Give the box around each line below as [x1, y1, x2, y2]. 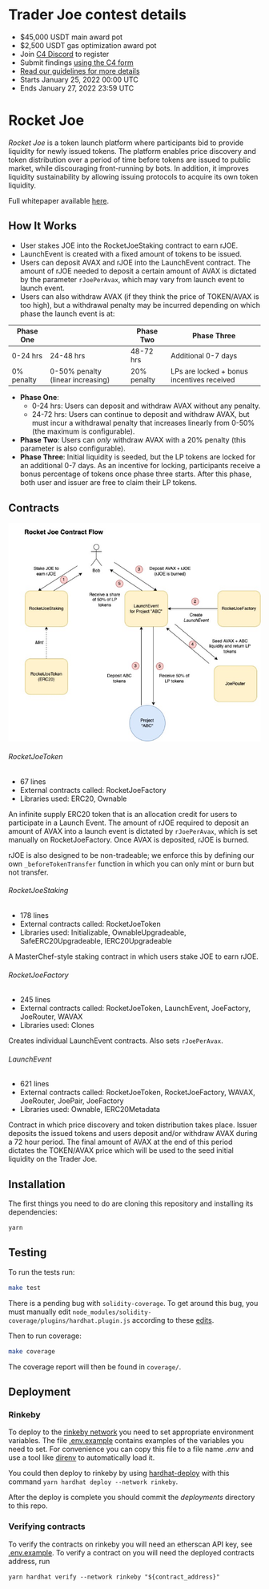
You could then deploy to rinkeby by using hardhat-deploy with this [8, 1469, 230, 1478]
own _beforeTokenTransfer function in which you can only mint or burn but [8, 859, 255, 868]
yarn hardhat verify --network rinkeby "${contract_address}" [8, 1573, 220, 1581]
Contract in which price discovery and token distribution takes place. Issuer [8, 1120, 258, 1130]
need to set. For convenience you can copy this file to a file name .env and [8, 1445, 255, 1454]
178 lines [19, 910, 50, 920]
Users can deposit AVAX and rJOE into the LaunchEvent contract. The [19, 257, 251, 267]
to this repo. [8, 1501, 48, 1510]
